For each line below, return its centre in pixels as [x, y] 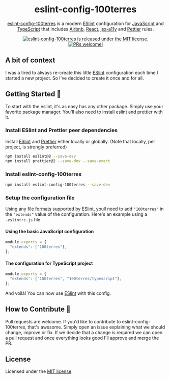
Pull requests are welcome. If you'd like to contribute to [63, 321]
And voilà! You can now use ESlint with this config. [58, 293]
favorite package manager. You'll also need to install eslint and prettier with [84, 112]
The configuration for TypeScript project [49, 263]
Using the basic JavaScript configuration [50, 231]
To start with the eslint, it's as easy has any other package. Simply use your [84, 106]
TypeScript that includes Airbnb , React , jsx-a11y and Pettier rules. [86, 29]
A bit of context [30, 60]
